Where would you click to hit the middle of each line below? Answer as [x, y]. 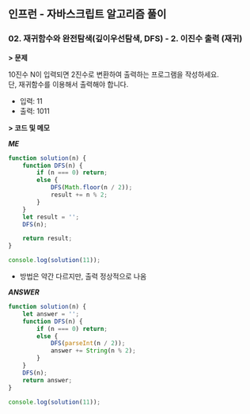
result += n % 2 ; [79, 195]
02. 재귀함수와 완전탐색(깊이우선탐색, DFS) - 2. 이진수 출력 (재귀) [125, 39]
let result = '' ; [51, 217]
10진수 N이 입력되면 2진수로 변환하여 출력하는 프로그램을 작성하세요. [114, 74]
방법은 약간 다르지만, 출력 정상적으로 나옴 [83, 276]
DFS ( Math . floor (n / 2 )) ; [91, 188]
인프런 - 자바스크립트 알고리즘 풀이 [87, 14]
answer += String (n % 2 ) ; [93, 351]
